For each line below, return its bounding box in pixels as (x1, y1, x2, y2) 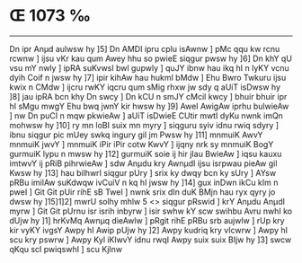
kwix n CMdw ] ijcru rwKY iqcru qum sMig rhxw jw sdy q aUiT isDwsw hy (9, 82, 281, 92)
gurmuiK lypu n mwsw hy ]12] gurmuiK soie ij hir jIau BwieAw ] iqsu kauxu (9, 148, 282, 159)
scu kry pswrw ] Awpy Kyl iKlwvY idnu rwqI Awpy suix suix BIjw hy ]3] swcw (9, 234, 292, 245)
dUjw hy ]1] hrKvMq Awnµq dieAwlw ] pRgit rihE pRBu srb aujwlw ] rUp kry (9, 215, 285, 225)
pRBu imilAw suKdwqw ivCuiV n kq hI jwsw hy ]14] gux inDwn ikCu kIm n (9, 177, 279, 188)
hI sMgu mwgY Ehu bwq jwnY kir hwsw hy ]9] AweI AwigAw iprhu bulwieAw (9, 101, 289, 111)
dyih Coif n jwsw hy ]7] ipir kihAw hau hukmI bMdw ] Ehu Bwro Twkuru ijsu (9, 72, 287, 83)
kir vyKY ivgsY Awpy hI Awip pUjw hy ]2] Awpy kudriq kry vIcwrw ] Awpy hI (9, 224, 289, 235)
